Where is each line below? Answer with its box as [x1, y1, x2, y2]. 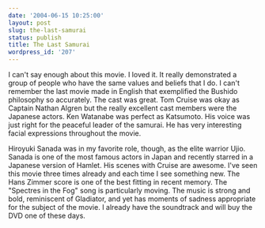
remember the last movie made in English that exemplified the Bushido [8, 87, 238, 95]
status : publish [8, 33, 62, 42]
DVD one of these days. [8, 211, 85, 220]
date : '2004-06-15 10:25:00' [8, 11, 104, 20]
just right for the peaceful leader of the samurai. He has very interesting [8, 120, 242, 129]
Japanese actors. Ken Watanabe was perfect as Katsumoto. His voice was [8, 112, 251, 121]
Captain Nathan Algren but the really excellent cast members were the [8, 103, 237, 113]
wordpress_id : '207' [8, 48, 77, 56]
